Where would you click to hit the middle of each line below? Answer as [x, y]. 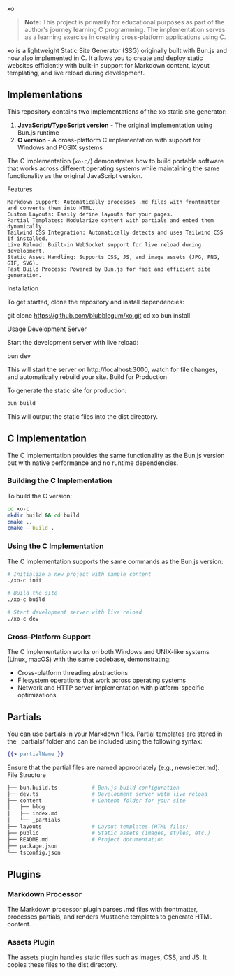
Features [20, 189]
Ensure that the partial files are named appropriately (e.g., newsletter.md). [114, 767]
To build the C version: [40, 496]
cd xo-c [19, 509]
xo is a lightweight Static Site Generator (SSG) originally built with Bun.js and [117, 51]
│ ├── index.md [32, 814]
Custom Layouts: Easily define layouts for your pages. [90, 214]
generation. [24, 275]
